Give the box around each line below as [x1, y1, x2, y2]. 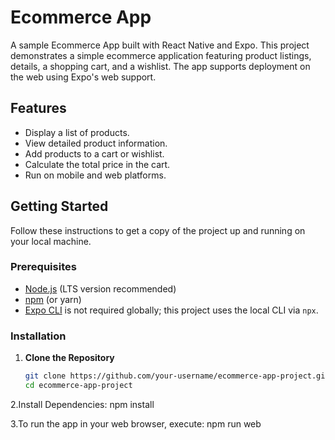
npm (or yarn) [24, 293, 82, 305]
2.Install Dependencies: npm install [10, 398, 155, 410]
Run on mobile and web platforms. [24, 169, 167, 181]
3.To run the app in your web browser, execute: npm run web [10, 417, 262, 430]
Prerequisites [10, 260, 77, 274]
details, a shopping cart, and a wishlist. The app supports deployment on [10, 60, 311, 72]
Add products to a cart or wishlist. [24, 147, 165, 160]
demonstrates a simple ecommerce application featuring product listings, [10, 49, 312, 61]
